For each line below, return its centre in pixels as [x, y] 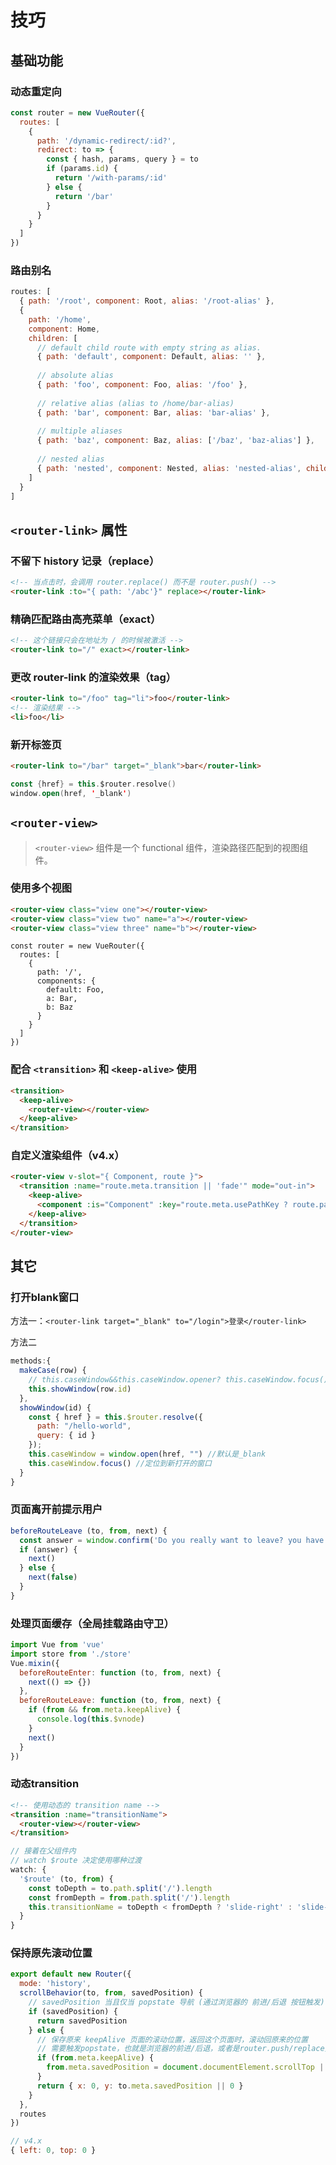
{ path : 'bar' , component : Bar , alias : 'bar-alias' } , [153, 412]
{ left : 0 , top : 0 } [53, 2151]
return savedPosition [82, 2021]
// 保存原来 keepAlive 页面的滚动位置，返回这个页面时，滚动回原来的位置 [172, 2039]
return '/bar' [84, 196]
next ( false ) [53, 1577]
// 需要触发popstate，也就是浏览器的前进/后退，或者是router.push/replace [180, 2049]
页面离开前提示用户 [56, 1509]
